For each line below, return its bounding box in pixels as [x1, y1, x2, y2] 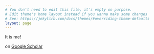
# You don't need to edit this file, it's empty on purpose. [5, 7, 132, 12]
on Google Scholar [5, 43, 43, 49]
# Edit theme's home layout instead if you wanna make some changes [5, 12, 148, 17]
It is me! [5, 34, 21, 40]
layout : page [5, 20, 32, 26]
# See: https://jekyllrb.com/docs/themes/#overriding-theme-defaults [5, 16, 150, 21]
